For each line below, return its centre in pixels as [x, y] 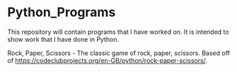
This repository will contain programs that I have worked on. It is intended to [118, 32]
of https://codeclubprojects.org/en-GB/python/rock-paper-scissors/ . [107, 60]
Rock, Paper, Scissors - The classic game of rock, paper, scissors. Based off [119, 53]
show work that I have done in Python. [63, 39]
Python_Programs [62, 12]
